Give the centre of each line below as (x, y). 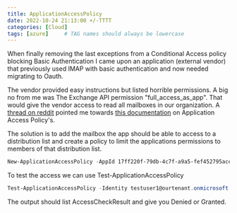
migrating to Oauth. (35, 76)
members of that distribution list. (55, 149)
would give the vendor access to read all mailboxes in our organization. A (114, 105)
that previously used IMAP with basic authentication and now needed (108, 69)
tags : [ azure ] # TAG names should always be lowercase (96, 34)
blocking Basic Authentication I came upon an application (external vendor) (117, 62)
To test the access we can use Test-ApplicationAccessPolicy (96, 175)
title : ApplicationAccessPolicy (55, 14)
